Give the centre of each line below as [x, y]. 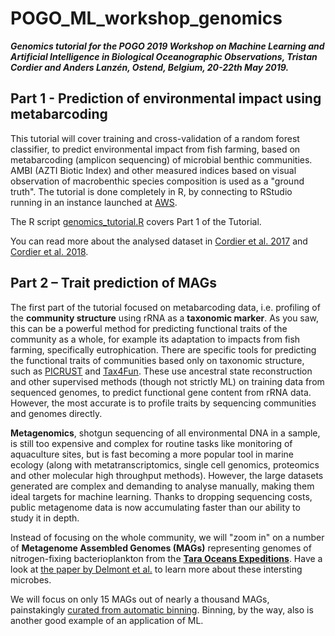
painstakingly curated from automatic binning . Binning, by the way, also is [162, 609]
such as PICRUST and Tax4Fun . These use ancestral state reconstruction [161, 371]
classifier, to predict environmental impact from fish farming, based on [155, 149]
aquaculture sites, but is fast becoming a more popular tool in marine [152, 454]
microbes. [31, 579]
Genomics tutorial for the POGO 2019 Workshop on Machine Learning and [167, 46]
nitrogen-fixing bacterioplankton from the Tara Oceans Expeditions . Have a [166, 558]
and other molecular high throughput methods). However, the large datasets [167, 475]
